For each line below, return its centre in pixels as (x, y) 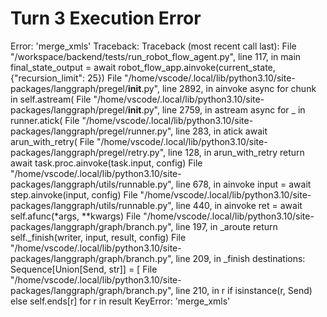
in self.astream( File (51, 99)
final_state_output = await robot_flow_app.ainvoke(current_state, (143, 67)
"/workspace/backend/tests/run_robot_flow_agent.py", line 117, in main (156, 56)
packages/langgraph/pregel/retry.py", (88, 152)
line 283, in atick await (221, 131)
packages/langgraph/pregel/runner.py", (92, 131)
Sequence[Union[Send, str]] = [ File (84, 269)
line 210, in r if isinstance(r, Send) (244, 290)
